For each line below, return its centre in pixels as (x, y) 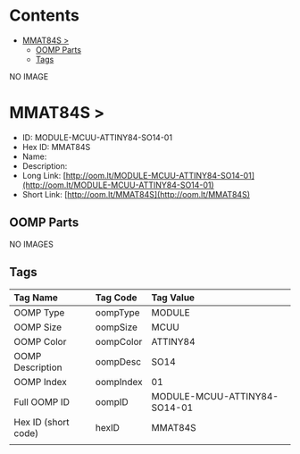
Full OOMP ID (42, 401)
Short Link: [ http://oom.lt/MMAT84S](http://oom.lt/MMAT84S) (136, 194)
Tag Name (36, 298)
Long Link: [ (44, 175)
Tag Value (173, 298)
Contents (45, 16)
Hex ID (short (42, 422)
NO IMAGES (31, 244)
